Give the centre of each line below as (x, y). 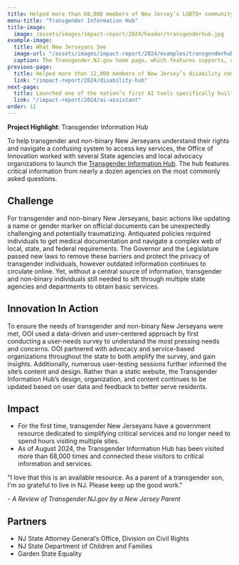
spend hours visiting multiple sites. (69, 441)
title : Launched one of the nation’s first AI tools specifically (114, 93)
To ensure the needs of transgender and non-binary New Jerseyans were (115, 326)
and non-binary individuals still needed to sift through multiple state (106, 279)
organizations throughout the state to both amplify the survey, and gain (111, 356)
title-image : (27, 27)
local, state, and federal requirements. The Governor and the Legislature (113, 248)
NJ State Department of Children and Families (85, 546)
